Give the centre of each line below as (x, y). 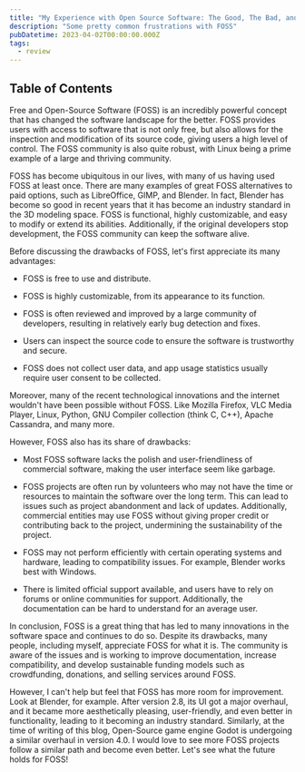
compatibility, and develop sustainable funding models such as (127, 664)
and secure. (45, 350)
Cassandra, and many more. (62, 424)
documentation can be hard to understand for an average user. (140, 608)
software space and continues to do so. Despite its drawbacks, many (138, 635)
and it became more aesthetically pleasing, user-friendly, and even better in (151, 711)
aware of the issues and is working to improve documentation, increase (143, 655)
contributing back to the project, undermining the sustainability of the (152, 525)
